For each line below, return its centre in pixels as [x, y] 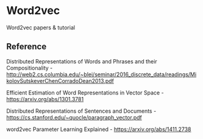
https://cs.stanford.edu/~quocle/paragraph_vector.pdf [74, 117]
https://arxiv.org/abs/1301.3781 [45, 99]
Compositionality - [30, 68]
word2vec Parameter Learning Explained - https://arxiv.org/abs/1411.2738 [99, 129]
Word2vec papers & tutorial [41, 27]
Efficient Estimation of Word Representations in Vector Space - [85, 93]
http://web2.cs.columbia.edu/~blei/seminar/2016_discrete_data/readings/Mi [101, 74]
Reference [27, 47]
